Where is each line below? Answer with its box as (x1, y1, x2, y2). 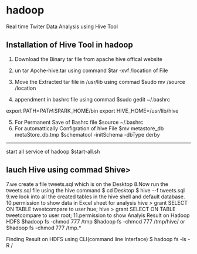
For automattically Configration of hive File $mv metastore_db (14, 124, 164, 132)
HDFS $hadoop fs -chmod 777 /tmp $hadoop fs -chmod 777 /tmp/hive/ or (6, 218, 186, 225)
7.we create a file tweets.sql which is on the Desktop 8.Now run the (6, 180, 169, 188)
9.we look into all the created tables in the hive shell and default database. (6, 193, 185, 200)
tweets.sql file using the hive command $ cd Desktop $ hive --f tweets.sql (6, 187, 185, 194)
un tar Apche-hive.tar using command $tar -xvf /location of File (14, 67, 168, 74)
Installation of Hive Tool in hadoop (6, 40, 133, 50)
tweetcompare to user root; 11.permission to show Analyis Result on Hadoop (6, 212, 190, 219)
